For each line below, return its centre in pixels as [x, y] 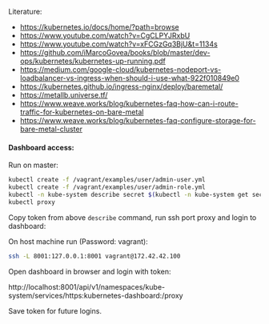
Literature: [25, 12]
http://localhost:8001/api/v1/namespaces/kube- [87, 286]
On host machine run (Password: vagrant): [78, 241]
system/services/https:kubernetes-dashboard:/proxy [96, 295]
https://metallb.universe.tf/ [64, 95]
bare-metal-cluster [51, 129]
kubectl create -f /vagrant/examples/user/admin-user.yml [107, 180]
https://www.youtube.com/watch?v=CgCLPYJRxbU [105, 36]
